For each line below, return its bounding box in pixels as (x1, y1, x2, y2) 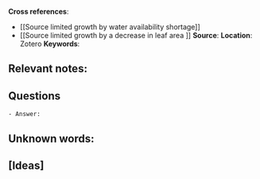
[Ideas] (8, 158, 45, 172)
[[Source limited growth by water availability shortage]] (19, 22, 200, 31)
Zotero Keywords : (19, 39, 80, 49)
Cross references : (8, 7, 69, 16)
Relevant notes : (8, 62, 87, 76)
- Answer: (8, 111, 41, 119)
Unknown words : (8, 131, 95, 146)
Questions (8, 89, 61, 103)
